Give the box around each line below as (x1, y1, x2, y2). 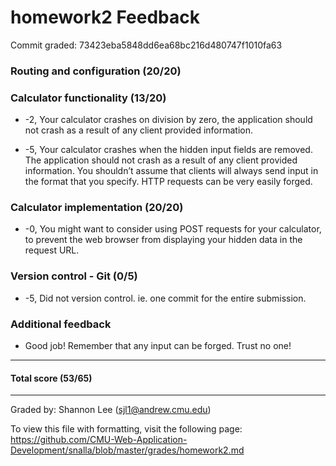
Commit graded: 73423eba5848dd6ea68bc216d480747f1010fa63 (10, 39, 283, 51)
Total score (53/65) (10, 372, 93, 384)
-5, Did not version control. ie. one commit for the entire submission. (24, 292, 307, 304)
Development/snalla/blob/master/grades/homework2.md (10, 444, 245, 456)
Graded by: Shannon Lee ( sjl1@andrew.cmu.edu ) (10, 404, 212, 416)
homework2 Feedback (10, 6, 200, 29)
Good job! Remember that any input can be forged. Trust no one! (24, 340, 292, 352)
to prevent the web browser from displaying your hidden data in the (24, 234, 303, 246)
